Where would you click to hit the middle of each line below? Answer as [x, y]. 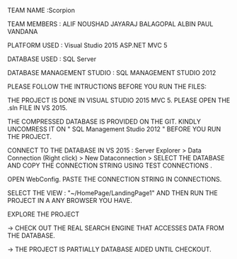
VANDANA [23, 32]
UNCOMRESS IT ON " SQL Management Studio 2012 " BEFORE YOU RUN [114, 129]
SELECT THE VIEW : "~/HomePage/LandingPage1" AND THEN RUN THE [112, 193]
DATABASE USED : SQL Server [52, 59]
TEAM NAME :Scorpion [41, 10]
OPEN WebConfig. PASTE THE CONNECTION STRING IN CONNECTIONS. [115, 179]
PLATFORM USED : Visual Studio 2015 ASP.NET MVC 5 [87, 45]
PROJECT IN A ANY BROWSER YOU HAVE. [70, 200]
